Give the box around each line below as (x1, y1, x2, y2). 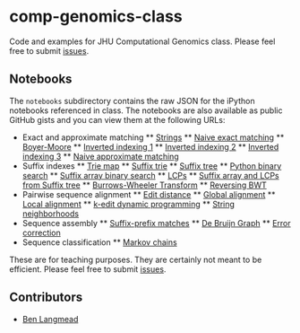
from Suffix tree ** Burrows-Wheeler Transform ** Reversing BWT (21, 180, 267, 190)
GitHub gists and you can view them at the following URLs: (9, 114, 226, 125)
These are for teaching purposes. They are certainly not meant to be (9, 254, 262, 265)
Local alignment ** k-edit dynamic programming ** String (21, 198, 236, 209)
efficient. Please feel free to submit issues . (9, 263, 167, 275)
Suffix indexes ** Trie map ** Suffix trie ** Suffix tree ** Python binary (21, 160, 282, 171)
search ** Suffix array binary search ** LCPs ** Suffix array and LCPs (21, 170, 279, 180)
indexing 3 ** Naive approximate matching (21, 151, 179, 162)
